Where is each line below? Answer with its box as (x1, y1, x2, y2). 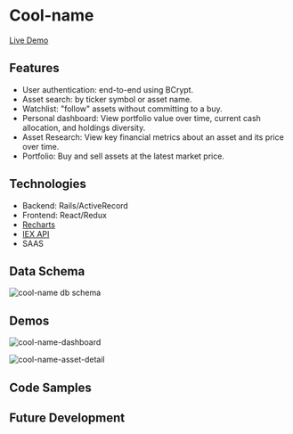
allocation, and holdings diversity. (21, 122, 146, 133)
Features (9, 61, 60, 76)
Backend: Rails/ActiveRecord (21, 200, 129, 210)
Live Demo (9, 35, 49, 45)
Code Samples (9, 380, 92, 395)
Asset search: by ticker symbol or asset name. (21, 94, 192, 104)
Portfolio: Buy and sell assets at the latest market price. (21, 151, 225, 161)
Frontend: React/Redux (21, 209, 107, 220)
